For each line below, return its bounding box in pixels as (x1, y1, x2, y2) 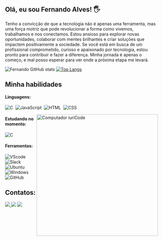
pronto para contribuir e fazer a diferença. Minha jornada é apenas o (5, 52, 142, 57)
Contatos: (5, 189, 36, 197)
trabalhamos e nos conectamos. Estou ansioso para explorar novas (5, 31, 140, 37)
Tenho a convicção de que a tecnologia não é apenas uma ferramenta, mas (5, 20, 156, 27)
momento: (5, 121, 27, 127)
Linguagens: (5, 94, 31, 100)
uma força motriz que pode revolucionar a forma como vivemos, (5, 26, 134, 32)
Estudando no (5, 116, 34, 121)
